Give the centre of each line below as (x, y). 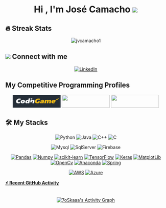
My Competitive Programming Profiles (68, 85)
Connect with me (40, 57)
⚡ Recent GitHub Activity (32, 183)
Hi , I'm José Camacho (82, 9)
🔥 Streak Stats (29, 28)
